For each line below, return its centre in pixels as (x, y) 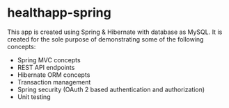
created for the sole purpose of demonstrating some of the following (105, 39)
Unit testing (34, 97)
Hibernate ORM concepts (54, 75)
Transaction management (54, 82)
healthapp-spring (59, 13)
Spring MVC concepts (49, 60)
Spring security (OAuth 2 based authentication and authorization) (111, 89)
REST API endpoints (46, 67)
